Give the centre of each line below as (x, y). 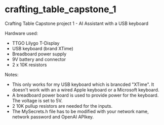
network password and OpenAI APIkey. (53, 117)
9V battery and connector (39, 59)
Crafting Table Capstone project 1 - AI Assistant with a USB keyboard (77, 23)
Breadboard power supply (39, 54)
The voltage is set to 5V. (37, 101)
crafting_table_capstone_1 (60, 9)
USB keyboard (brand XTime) (43, 48)
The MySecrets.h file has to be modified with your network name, (80, 111)
